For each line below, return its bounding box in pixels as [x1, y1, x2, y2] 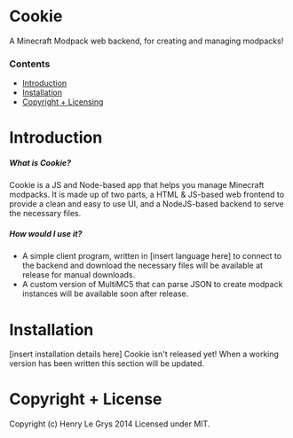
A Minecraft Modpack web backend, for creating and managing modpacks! [9, 35, 284, 46]
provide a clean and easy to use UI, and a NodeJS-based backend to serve [9, 199, 284, 209]
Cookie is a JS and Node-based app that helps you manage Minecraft [9, 180, 265, 191]
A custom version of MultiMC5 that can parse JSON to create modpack [21, 279, 283, 290]
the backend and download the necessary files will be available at [21, 260, 264, 271]
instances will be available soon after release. [21, 288, 189, 299]
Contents [9, 58, 51, 70]
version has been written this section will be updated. [9, 358, 205, 369]
